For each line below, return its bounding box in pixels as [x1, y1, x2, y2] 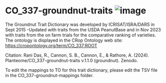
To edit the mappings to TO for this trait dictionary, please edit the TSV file [5, 67, 158, 73]
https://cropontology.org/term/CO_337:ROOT [5, 42, 98, 48]
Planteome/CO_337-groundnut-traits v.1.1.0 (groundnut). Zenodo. [5, 57, 138, 63]
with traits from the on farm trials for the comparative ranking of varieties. [5, 32, 156, 38]
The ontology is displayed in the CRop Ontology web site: [5, 37, 123, 43]
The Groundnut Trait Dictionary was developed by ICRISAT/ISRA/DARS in [5, 21, 155, 27]
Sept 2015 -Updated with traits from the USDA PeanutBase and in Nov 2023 [5, 26, 161, 32]
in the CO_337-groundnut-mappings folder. [5, 72, 94, 78]
